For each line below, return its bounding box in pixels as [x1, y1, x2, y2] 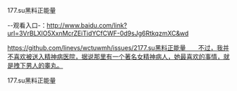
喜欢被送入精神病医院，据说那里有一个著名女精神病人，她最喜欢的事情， [13, 52, 224, 61]
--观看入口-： [7, 21, 47, 30]
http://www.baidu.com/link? [47, 21, 128, 30]
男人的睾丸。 [25, 61, 63, 69]
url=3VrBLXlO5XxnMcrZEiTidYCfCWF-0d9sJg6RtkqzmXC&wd [7, 29, 189, 37]
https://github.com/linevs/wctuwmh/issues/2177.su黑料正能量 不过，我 [7, 44, 224, 51]
